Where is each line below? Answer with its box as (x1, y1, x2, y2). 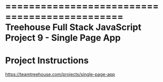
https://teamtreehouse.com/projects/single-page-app (5, 72, 115, 78)
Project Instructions (5, 55, 89, 66)
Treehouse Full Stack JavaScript (5, 22, 142, 33)
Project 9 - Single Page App (5, 32, 121, 44)
